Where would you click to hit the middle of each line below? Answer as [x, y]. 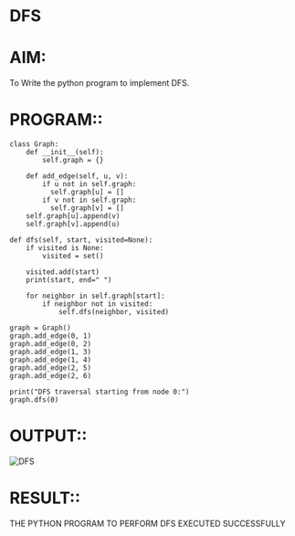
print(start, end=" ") [69, 280]
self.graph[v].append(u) [73, 225]
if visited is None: [65, 248]
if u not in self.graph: [90, 184]
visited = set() [73, 257]
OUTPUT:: [48, 436]
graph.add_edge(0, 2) [51, 344]
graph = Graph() [40, 328]
